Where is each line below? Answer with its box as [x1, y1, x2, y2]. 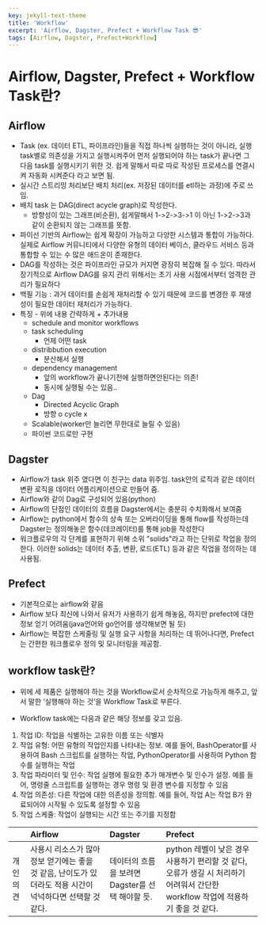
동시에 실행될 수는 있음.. [43, 383, 118, 392]
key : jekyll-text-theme [8, 11, 87, 20]
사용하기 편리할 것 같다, [165, 855, 248, 866]
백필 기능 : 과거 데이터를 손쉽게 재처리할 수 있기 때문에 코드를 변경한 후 [19, 290, 237, 299]
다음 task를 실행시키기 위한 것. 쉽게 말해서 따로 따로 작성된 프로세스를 [19, 161, 234, 170]
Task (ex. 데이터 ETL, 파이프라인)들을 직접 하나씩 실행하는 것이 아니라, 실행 [19, 141, 253, 150]
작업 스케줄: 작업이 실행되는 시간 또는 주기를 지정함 [19, 809, 177, 819]
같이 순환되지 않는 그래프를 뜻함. [31, 220, 131, 230]
